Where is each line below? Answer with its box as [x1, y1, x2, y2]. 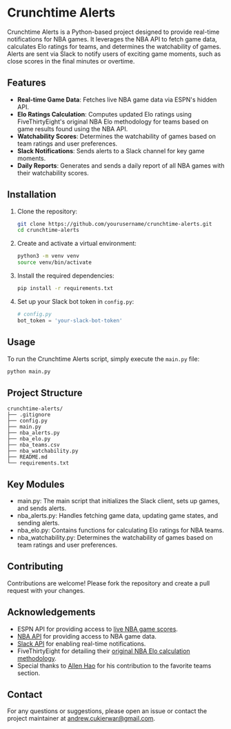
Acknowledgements [7, 606, 96, 619]
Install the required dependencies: [17, 271, 115, 280]
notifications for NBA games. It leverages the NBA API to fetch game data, [7, 35, 217, 43]
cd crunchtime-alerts [17, 226, 79, 234]
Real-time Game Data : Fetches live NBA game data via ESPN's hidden [17, 95, 217, 104]
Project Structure [7, 387, 83, 398]
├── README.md [7, 454, 48, 460]
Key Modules [7, 478, 65, 490]
